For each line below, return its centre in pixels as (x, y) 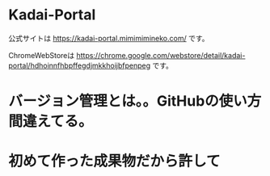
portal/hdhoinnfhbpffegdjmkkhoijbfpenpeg (80, 65)
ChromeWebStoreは (42, 55)
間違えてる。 (51, 122)
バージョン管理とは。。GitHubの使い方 (135, 101)
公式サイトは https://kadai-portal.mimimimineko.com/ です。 (109, 38)
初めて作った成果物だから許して (114, 161)
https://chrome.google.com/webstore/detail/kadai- (161, 55)
